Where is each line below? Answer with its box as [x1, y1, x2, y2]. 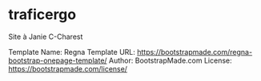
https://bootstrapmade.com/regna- [137, 47, 253, 56]
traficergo [8, 6, 77, 24]
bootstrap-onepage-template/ [8, 56, 107, 65]
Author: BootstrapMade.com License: [108, 56, 232, 65]
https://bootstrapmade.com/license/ [8, 64, 128, 73]
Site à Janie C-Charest [8, 32, 83, 41]
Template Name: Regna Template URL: [8, 47, 136, 56]
